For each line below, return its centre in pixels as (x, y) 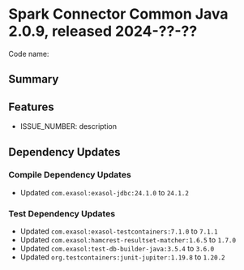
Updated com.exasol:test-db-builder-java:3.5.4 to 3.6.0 (117, 249)
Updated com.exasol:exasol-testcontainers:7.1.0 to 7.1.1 (119, 231)
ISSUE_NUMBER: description (68, 126)
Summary (34, 79)
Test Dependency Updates (62, 213)
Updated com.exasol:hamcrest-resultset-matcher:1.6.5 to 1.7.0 (128, 240)
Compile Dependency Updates (70, 175)
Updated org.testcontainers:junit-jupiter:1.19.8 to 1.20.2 (122, 257)
